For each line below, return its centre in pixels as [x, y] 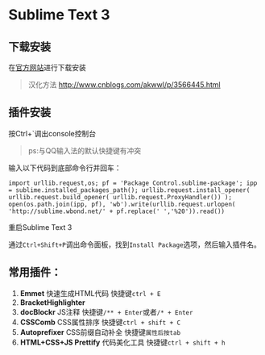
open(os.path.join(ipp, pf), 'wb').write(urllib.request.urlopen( [122, 204]
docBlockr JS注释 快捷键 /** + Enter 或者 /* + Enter [106, 311]
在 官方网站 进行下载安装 [47, 67]
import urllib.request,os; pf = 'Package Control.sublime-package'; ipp [133, 183]
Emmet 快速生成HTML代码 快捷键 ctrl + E [90, 293]
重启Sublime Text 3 [40, 227]
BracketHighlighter [53, 302]
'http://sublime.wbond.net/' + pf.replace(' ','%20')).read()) [117, 211]
